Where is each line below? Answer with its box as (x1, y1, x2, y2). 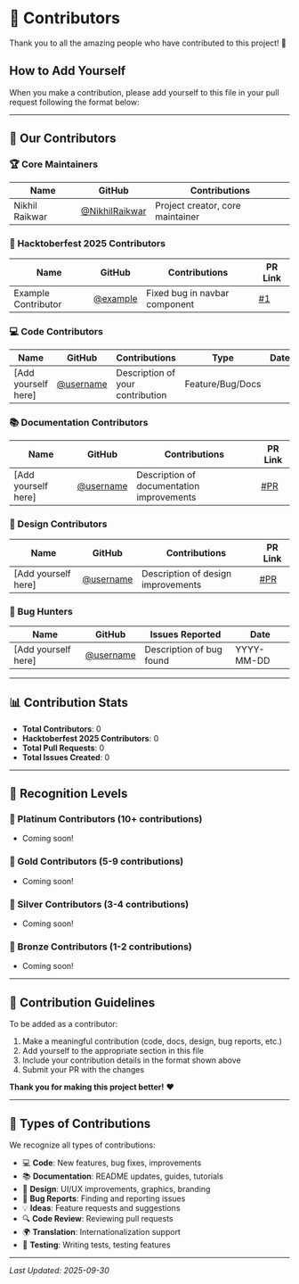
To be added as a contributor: (9, 1019, 118, 1030)
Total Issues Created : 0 (21, 751, 110, 762)
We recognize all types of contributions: (9, 1139, 156, 1150)
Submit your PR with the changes (21, 1064, 145, 1075)
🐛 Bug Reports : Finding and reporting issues (21, 1193, 186, 1204)
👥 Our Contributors (9, 131, 117, 146)
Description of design (141, 567, 232, 579)
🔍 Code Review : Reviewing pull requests (21, 1213, 174, 1223)
